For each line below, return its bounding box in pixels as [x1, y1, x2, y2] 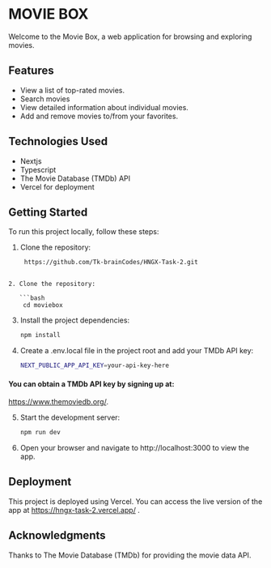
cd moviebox [23, 301, 63, 310]
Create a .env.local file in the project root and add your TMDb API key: [19, 346, 254, 356]
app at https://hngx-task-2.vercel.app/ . [8, 505, 140, 515]
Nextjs [19, 156, 42, 166]
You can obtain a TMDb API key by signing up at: [8, 378, 175, 389]
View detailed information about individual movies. [19, 102, 188, 112]
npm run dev [19, 429, 61, 437]
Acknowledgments [8, 528, 107, 543]
